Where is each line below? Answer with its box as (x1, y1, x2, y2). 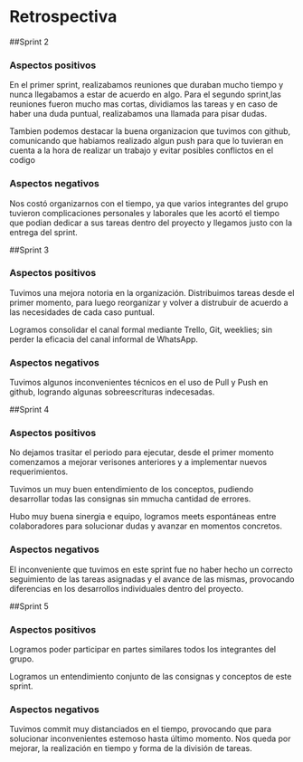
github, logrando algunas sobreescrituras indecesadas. (9, 386, 215, 397)
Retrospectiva (9, 6, 118, 27)
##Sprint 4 (9, 405, 50, 415)
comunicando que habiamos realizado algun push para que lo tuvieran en (9, 136, 284, 147)
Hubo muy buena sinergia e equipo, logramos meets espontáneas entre (9, 511, 277, 522)
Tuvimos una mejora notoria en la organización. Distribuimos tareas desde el (9, 287, 295, 298)
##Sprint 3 (9, 244, 50, 255)
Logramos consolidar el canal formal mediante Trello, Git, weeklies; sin (9, 324, 273, 335)
